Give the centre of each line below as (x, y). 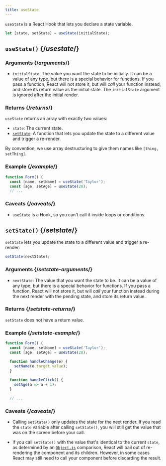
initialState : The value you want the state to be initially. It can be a (82, 74)
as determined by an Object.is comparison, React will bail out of (79, 448)
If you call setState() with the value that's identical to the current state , (86, 442)
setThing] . (16, 154)
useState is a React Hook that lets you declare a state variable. (69, 24)
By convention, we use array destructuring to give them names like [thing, (82, 149)
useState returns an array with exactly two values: (56, 119)
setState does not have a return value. (45, 320)
